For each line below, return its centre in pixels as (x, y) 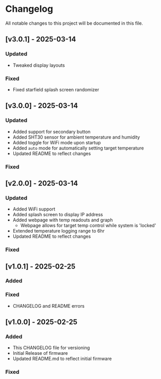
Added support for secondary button (52, 131)
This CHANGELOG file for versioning (51, 348)
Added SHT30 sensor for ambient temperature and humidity (76, 137)
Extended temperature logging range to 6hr (59, 231)
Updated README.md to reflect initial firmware (62, 359)
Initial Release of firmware (40, 353)
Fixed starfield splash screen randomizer (56, 89)
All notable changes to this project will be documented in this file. (74, 23)
